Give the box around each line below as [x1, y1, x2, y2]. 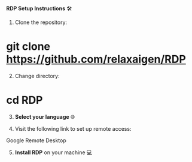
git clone [6, 40, 51, 53]
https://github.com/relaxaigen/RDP [6, 53, 187, 66]
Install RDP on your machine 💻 [14, 149, 93, 156]
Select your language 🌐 [14, 113, 75, 120]
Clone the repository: [14, 19, 68, 26]
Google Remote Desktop [6, 137, 67, 144]
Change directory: [14, 72, 60, 79]
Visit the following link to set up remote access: [14, 125, 132, 132]
